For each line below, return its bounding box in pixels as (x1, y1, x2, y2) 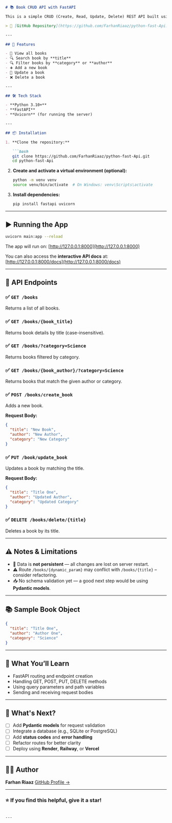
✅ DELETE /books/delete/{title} (5, 516, 87, 523)
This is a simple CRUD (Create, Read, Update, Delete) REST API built (5, 14, 159, 19)
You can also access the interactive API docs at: (5, 253, 109, 259)
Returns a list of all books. (5, 305, 60, 312)
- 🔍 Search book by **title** (5, 56, 71, 61)
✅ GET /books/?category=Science (5, 342, 87, 349)
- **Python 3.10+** (5, 102, 47, 107)
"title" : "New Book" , (10, 427, 56, 432)
